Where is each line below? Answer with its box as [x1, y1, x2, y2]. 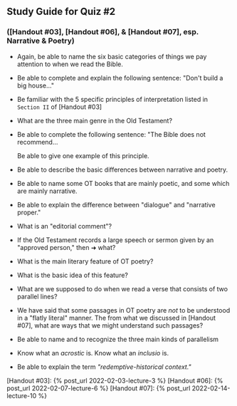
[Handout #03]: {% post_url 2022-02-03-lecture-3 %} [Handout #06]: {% [6, 376, 223, 385]
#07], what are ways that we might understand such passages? [16, 321, 204, 330]
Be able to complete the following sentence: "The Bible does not [16, 130, 206, 138]
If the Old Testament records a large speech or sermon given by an [16, 235, 214, 244]
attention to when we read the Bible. [16, 60, 124, 68]
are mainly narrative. [16, 187, 78, 195]
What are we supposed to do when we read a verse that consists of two [16, 284, 228, 293]
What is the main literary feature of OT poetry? [16, 256, 154, 266]
